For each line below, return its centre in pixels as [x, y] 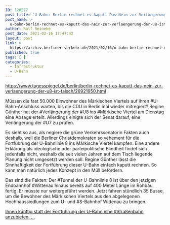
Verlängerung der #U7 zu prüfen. [40, 123]
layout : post [19, 39]
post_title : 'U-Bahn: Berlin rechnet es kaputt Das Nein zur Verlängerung [86, 15]
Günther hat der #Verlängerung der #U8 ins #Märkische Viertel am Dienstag [85, 112]
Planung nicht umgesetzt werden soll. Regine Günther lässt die [71, 159]
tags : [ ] [16, 57]
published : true [22, 52]
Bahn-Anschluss [22, 106]
